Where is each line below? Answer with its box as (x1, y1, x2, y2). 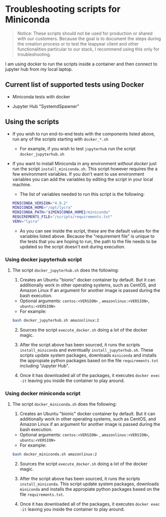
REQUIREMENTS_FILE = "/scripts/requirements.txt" (12, 214, 112, 220)
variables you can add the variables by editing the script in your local (12, 176, 154, 182)
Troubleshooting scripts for (5, 3, 120, 15)
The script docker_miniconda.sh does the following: (12, 401, 117, 407)
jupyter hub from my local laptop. (5, 66, 73, 72)
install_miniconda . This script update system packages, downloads (19, 481, 160, 487)
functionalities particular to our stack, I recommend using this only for (17, 46, 160, 52)
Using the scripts (5, 118, 59, 126)
